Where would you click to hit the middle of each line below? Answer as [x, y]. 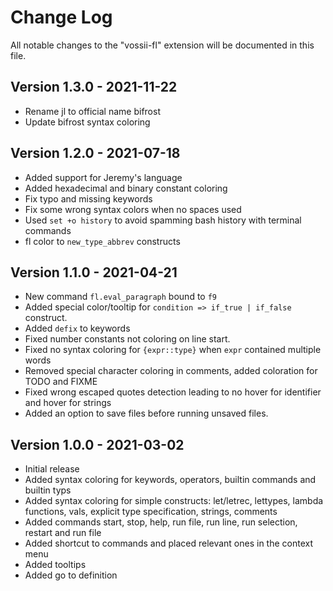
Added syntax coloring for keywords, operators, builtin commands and [170, 480]
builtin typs [48, 490]
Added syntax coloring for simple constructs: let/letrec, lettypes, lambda [174, 501]
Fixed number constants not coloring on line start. [127, 339]
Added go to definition [71, 575]
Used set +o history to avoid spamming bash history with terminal [163, 220]
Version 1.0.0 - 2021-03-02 [97, 444]
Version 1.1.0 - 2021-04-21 [94, 272]
